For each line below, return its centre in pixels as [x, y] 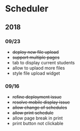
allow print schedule [33, 113]
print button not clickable [38, 124]
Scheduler [27, 9]
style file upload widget [36, 73]
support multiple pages [36, 57]
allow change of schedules [40, 108]
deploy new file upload [36, 52]
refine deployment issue [37, 97]
